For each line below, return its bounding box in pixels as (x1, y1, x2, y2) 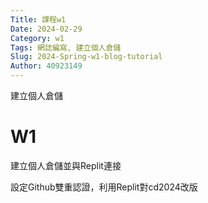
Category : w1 (10, 33, 65, 43)
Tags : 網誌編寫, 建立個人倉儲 (10, 42, 122, 53)
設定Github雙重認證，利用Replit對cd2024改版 (10, 181, 198, 193)
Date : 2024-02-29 (10, 24, 83, 34)
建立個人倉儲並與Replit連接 (10, 159, 122, 171)
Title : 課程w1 (10, 14, 67, 25)
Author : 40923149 (10, 61, 83, 71)
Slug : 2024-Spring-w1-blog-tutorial (10, 52, 163, 62)
